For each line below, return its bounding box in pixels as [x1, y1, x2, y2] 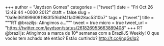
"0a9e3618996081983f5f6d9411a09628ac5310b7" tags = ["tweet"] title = [5, 15, 154, 20]
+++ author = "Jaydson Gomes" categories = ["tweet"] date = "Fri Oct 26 [5, 4, 153, 10]
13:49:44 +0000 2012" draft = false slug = [5, 9, 91, 15]
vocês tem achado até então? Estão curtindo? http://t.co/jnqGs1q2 [5, 35, 139, 41]
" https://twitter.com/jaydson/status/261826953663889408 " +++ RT [5, 25, 143, 31]
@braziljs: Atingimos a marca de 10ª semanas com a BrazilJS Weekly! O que [5, 30, 160, 36]
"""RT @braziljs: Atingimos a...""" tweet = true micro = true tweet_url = [5, 20, 148, 25]
